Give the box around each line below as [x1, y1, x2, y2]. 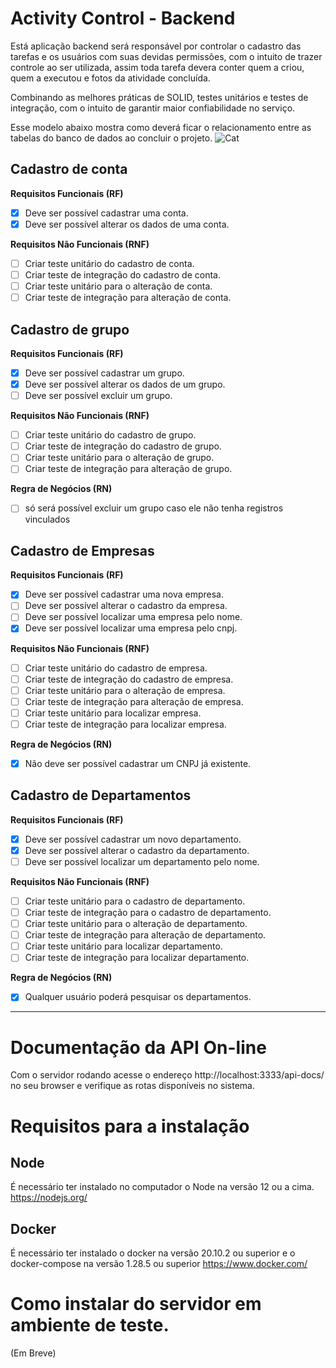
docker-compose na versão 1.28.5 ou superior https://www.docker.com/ [10, 1258, 308, 1270]
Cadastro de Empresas [10, 542, 155, 559]
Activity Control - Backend [10, 7, 236, 30]
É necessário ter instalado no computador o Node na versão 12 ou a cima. [10, 1181, 315, 1193]
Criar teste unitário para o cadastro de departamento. [24, 895, 246, 907]
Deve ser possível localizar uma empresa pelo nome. [24, 611, 243, 623]
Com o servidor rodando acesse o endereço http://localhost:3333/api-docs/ [10, 1069, 325, 1081]
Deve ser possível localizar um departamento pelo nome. [24, 855, 260, 867]
